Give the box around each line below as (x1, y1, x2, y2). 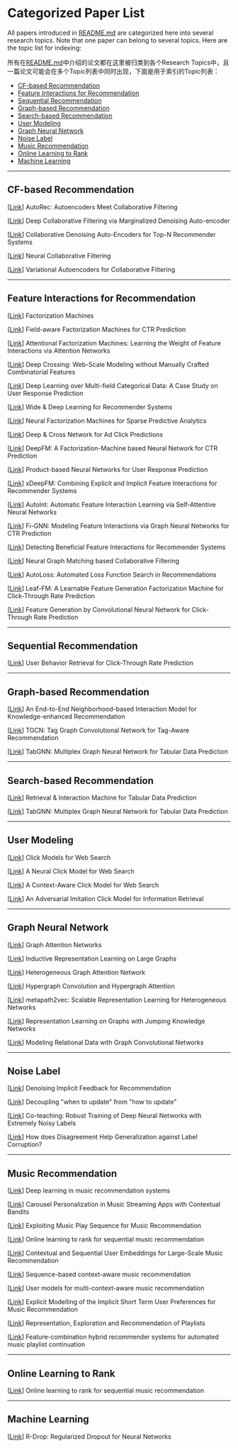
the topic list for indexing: (7, 43, 81, 52)
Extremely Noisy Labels (7, 1119, 76, 1127)
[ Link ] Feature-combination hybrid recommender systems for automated (7, 1332, 219, 1342)
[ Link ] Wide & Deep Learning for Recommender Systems (7, 402, 173, 411)
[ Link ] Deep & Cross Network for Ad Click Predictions (7, 430, 164, 438)
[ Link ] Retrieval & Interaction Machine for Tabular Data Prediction (7, 793, 197, 802)
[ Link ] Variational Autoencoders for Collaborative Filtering (7, 265, 176, 274)
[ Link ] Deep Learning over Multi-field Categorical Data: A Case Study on (7, 381, 218, 389)
